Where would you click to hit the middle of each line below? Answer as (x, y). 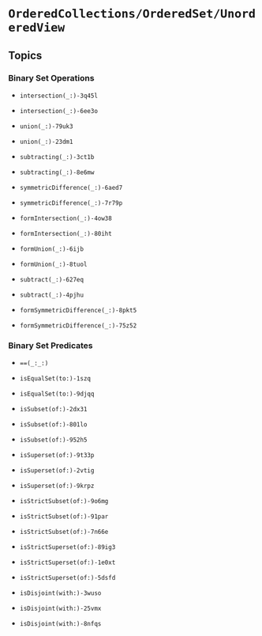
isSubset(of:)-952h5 (53, 440)
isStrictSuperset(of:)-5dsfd (67, 578)
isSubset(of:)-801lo (53, 425)
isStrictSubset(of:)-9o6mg (64, 502)
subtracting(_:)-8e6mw (57, 172)
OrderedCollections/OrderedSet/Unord (132, 14)
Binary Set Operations (51, 78)
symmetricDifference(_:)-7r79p (71, 203)
